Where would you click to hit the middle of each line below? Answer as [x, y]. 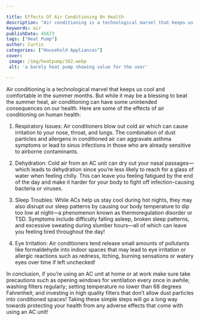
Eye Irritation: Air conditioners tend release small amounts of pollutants [102, 243]
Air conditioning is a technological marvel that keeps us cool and [86, 89]
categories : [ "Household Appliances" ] [54, 50]
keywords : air [24, 28]
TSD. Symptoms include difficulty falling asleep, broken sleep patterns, [102, 219]
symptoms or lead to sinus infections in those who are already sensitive [103, 145]
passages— [179, 163]
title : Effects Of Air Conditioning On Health [65, 17]
